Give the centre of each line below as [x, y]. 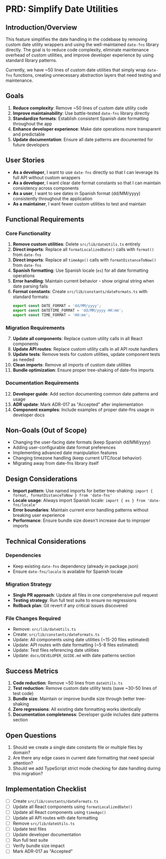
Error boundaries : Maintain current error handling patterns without [81, 510]
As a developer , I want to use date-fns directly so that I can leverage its [86, 172]
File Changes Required [33, 618]
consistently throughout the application [52, 199]
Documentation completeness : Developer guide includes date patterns [86, 714]
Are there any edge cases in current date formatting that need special [83, 758]
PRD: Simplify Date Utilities [62, 9]
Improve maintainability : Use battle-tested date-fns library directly [81, 113]
